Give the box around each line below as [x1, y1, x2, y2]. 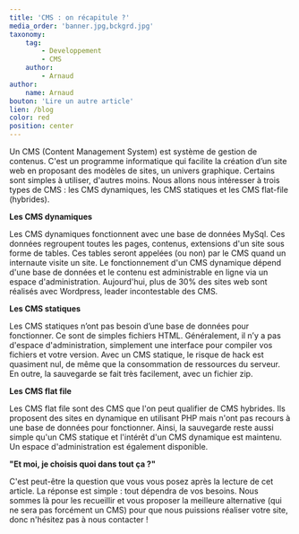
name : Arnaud [25, 88, 74, 97]
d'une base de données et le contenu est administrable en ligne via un [9, 267, 269, 277]
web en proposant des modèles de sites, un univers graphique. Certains [9, 165, 276, 176]
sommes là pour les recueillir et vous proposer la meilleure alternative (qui [9, 495, 282, 505]
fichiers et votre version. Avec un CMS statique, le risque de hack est [9, 349, 264, 360]
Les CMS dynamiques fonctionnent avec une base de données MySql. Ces [9, 229, 286, 239]
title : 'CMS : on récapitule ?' [9, 13, 130, 22]
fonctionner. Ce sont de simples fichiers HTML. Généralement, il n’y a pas [9, 330, 282, 341]
